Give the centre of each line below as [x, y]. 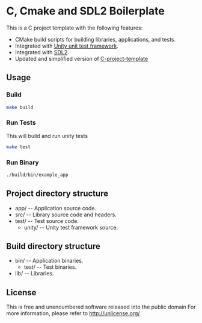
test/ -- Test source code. [47, 221]
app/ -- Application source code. [56, 208]
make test [19, 147]
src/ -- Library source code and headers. [66, 215]
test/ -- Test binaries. [50, 267]
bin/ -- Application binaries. [49, 261]
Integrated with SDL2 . [42, 52]
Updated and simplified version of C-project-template [81, 58]
